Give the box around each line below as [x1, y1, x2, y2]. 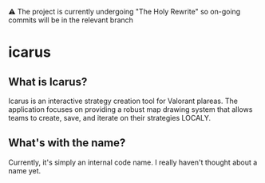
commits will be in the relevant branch [8, 15, 134, 25]
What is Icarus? [8, 75, 88, 89]
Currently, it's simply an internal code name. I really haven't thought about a [8, 157, 258, 167]
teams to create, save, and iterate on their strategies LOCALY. [8, 113, 212, 122]
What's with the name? [8, 136, 126, 150]
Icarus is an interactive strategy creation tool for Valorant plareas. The [8, 96, 238, 105]
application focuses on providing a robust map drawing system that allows [8, 105, 253, 114]
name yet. [8, 165, 42, 175]
